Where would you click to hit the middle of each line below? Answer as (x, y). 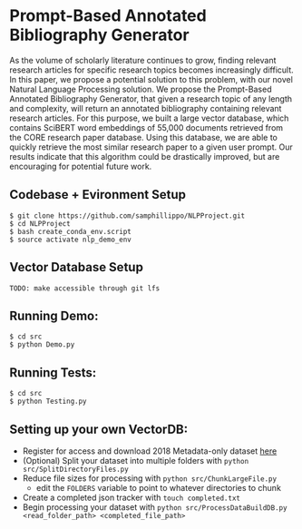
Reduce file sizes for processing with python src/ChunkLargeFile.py (150, 478)
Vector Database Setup (76, 267)
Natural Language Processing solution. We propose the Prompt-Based (141, 89)
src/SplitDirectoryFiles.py (75, 469)
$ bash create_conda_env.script (70, 231)
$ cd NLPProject (40, 223)
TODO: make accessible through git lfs (85, 288)
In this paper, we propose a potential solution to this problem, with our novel (151, 79)
